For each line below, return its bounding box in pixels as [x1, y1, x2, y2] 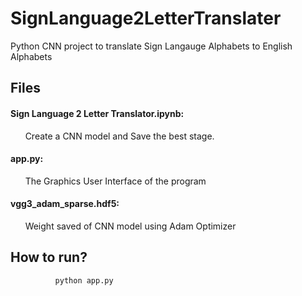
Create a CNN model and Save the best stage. [24, 130, 215, 142]
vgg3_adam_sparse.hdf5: [10, 198, 120, 210]
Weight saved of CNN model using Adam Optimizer [24, 220, 237, 232]
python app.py [54, 275, 114, 286]
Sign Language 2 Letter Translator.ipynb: [10, 107, 185, 119]
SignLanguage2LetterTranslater [10, 7, 282, 30]
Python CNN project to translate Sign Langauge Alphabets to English [10, 40, 293, 52]
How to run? [10, 249, 88, 266]
